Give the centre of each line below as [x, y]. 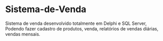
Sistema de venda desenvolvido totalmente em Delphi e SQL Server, [76, 23]
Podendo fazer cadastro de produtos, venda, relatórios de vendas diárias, [82, 28]
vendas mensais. [23, 34]
